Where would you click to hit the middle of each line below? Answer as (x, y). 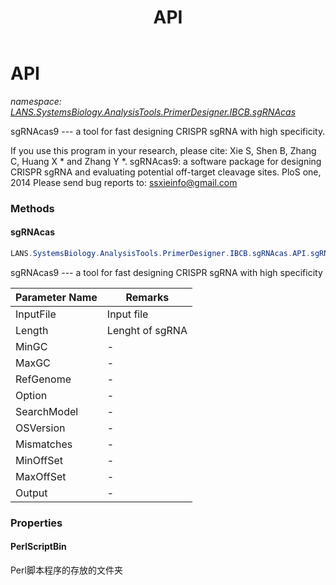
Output (31, 493)
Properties (36, 523)
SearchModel (47, 411)
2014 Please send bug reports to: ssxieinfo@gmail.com (124, 182)
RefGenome (43, 379)
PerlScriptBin (38, 547)
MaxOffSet (41, 476)
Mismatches (44, 444)
